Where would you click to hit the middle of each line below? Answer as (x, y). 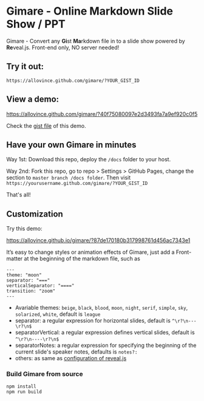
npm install (21, 387)
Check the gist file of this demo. (46, 125)
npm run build (24, 392)
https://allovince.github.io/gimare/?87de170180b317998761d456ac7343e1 (98, 240)
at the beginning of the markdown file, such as (82, 259)
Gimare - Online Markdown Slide (90, 11)
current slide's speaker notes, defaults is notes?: (76, 352)
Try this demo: (24, 229)
